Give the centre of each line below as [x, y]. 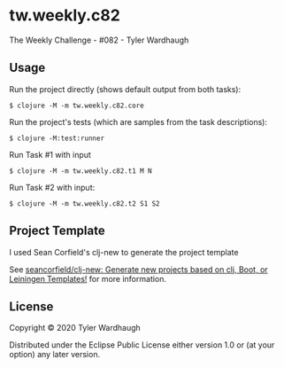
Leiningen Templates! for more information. [88, 278]
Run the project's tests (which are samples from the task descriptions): [138, 121]
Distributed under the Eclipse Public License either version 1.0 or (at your [142, 345]
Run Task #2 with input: [52, 187]
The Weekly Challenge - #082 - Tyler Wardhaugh [99, 40]
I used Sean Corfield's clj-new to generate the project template [124, 252]
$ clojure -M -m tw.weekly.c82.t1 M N [81, 171]
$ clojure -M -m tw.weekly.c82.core [77, 106]
